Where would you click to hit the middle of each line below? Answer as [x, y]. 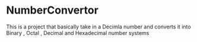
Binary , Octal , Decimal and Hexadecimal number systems [78, 33]
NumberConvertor [53, 10]
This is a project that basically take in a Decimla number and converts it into [99, 27]
